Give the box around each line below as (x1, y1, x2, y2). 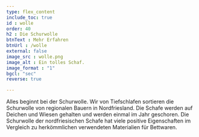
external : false (6, 48, 47, 54)
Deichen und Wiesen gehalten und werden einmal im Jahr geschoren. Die (6, 111, 189, 118)
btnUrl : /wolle (6, 43, 47, 49)
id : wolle (6, 20, 34, 26)
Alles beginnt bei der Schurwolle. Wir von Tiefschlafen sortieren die (6, 98, 174, 106)
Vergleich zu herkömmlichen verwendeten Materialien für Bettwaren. (6, 124, 177, 131)
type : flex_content (6, 8, 55, 15)
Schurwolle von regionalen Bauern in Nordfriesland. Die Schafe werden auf (6, 104, 193, 112)
